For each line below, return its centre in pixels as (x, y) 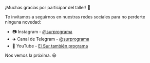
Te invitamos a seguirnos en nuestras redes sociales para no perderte (75, 17)
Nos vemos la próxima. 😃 (31, 55)
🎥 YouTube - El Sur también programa (50, 46)
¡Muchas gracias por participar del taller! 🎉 (48, 8)
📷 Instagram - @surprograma (42, 32)
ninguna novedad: (23, 22)
